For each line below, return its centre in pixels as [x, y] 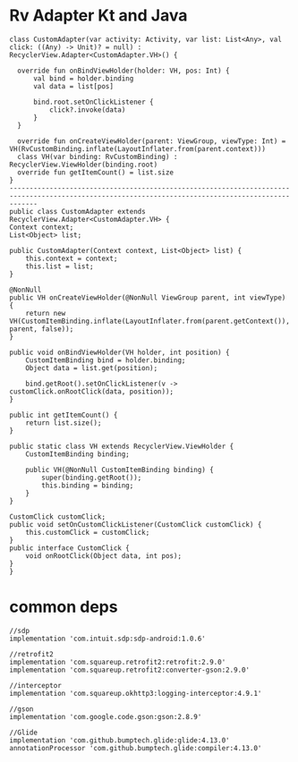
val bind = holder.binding [83, 78]
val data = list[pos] [73, 86]
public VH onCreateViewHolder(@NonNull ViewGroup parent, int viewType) [148, 297]
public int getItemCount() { [64, 415]
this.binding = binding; [88, 485]
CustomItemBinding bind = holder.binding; [106, 360]
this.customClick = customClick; [88, 532]
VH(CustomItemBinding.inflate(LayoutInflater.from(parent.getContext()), [150, 321]
